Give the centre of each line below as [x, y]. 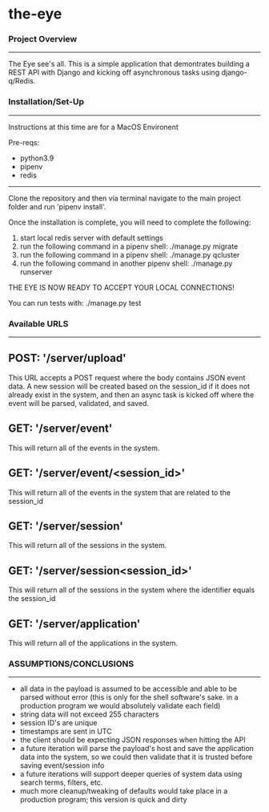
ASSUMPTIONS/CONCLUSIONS [71, 664]
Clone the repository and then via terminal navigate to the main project [125, 198]
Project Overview [43, 39]
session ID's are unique [58, 723]
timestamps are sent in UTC [66, 732]
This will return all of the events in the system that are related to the [119, 492]
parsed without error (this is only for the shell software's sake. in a [129, 697]
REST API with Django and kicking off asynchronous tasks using [114, 72]
